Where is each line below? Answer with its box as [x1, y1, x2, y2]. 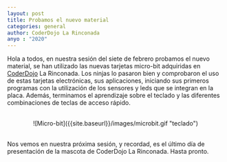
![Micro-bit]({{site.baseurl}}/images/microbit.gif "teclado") [33, 119, 198, 128]
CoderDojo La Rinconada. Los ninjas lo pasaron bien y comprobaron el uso [7, 70, 219, 78]
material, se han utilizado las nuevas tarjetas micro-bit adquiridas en [7, 62, 201, 70]
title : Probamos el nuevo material [7, 17, 109, 23]
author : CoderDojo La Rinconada [7, 29, 100, 37]
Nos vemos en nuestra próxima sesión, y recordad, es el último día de [7, 140, 205, 148]
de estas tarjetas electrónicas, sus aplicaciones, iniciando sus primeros [7, 77, 210, 85]
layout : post [7, 10, 45, 17]
